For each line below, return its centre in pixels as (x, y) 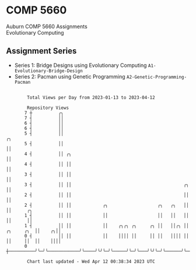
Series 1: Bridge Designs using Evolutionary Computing (80, 65)
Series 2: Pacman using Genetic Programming (70, 76)
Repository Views (48, 108)
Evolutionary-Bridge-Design (48, 71)
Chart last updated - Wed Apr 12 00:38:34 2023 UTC (91, 261)
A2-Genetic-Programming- (157, 77)
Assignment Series (41, 51)
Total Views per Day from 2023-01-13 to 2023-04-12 (91, 97)
